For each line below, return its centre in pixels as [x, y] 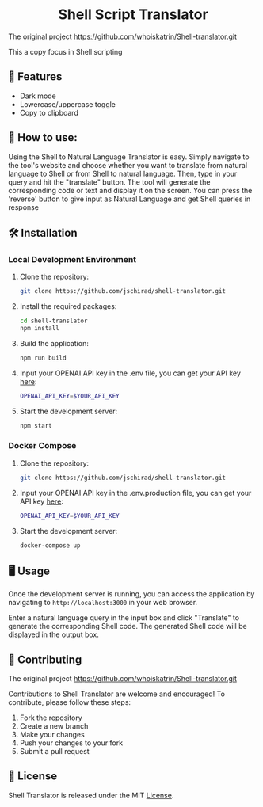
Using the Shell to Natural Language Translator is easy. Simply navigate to [129, 157]
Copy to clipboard [49, 112]
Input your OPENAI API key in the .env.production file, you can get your [135, 493]
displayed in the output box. [53, 634]
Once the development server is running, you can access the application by [131, 594]
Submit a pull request [54, 752]
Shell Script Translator [133, 15]
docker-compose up [50, 545]
